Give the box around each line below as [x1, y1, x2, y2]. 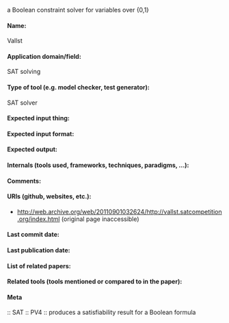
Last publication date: [7, 246, 70, 254]
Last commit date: [7, 231, 59, 239]
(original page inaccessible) [61, 215, 139, 223]
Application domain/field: [7, 52, 82, 60]
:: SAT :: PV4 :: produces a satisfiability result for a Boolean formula [7, 308, 196, 317]
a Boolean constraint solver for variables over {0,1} [7, 6, 149, 14]
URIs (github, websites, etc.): [7, 192, 92, 201]
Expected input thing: [7, 114, 70, 122]
